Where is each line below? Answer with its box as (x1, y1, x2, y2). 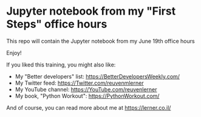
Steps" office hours (6, 17, 107, 31)
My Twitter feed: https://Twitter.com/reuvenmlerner (15, 79, 144, 87)
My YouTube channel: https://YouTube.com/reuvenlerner (15, 85, 157, 93)
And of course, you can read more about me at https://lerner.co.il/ (6, 104, 171, 111)
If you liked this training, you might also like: (6, 61, 116, 68)
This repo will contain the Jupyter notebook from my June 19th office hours (6, 37, 196, 44)
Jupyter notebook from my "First (6, 4, 176, 18)
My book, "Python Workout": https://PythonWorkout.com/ (15, 92, 160, 99)
